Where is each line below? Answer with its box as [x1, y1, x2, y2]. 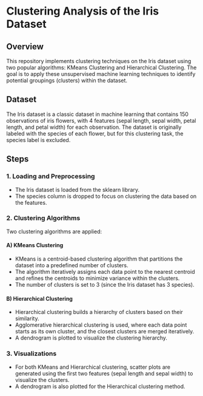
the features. [15, 199, 47, 206]
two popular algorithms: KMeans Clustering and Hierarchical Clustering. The [6, 64, 197, 71]
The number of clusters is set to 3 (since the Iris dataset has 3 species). [15, 281, 195, 288]
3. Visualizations [6, 349, 57, 358]
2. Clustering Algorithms [6, 214, 81, 222]
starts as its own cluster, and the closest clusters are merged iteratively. [15, 328, 195, 335]
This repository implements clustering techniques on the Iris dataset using [6, 58, 191, 64]
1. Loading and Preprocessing [6, 172, 95, 180]
